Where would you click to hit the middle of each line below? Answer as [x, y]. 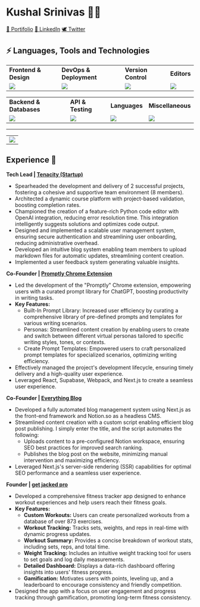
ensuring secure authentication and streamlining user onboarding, [96, 236]
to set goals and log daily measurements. [74, 559]
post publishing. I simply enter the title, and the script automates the [98, 428]
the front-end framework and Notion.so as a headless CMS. [88, 416]
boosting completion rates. [48, 205]
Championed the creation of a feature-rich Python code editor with [97, 211]
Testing [81, 109]
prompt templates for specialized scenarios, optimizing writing [100, 355]
